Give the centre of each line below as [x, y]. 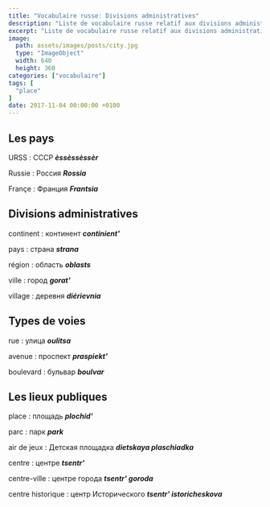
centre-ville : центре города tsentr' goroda [81, 479]
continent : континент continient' [64, 233]
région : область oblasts [49, 264]
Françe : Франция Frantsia [53, 188]
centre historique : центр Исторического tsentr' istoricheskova [115, 494]
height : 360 [36, 68]
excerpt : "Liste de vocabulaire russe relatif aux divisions [113, 31]
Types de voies [47, 322]
